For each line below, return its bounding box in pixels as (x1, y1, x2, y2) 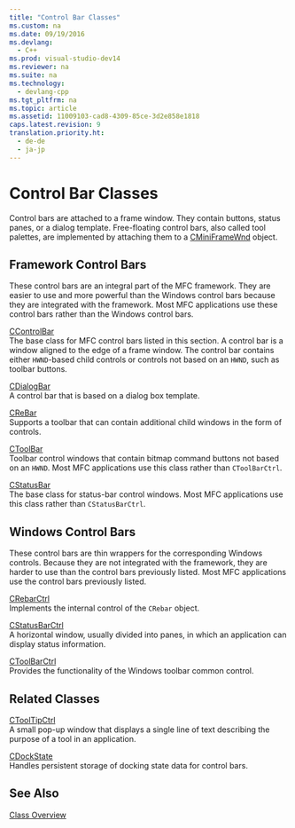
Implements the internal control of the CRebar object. (9, 603, 200, 613)
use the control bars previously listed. (9, 576, 147, 587)
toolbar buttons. (9, 364, 68, 375)
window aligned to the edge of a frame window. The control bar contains (9, 345, 275, 356)
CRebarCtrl (9, 594, 50, 604)
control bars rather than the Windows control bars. (9, 309, 194, 319)
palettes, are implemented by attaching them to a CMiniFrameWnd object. (9, 232, 278, 242)
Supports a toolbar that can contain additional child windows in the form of (9, 417, 282, 428)
